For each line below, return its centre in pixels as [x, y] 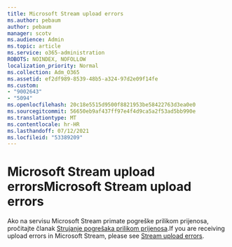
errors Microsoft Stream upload [99, 187]
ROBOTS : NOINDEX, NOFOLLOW [47, 59]
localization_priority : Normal [53, 66]
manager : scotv [29, 33]
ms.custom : [23, 85]
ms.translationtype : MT [42, 118]
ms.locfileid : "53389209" [45, 137]
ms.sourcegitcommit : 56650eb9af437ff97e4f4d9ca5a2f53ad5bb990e [102, 111]
